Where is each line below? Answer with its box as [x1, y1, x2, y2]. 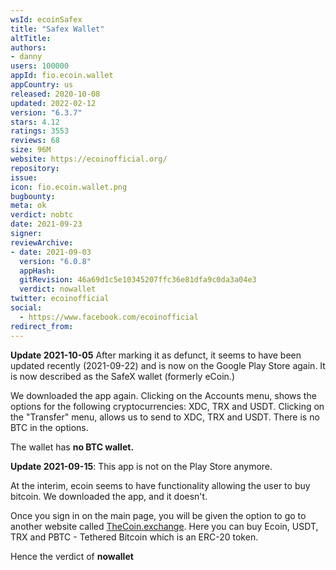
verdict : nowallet [19, 284, 97, 295]
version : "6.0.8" [19, 256, 92, 266]
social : [10, 303, 43, 313]
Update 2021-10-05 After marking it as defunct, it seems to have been [10, 349, 302, 361]
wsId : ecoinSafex [10, 14, 83, 25]
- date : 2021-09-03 [10, 247, 92, 257]
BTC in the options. [10, 421, 89, 433]
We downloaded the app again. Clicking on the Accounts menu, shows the [10, 389, 317, 401]
